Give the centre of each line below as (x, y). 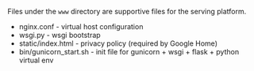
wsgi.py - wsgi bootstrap (60, 35)
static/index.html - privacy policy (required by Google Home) (118, 43)
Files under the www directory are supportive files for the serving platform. (127, 11)
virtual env (36, 60)
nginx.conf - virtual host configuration (81, 26)
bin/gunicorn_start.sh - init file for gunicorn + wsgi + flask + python (129, 52)
